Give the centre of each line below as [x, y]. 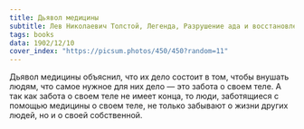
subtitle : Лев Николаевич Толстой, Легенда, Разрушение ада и [129, 26]
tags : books [32, 34]
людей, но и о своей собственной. [76, 115]
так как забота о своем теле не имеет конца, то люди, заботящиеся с [144, 97]
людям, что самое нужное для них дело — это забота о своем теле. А [146, 87]
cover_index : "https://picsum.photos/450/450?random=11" [119, 51]
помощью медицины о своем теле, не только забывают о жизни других [149, 106]
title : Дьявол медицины [54, 18]
